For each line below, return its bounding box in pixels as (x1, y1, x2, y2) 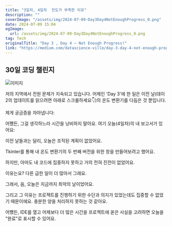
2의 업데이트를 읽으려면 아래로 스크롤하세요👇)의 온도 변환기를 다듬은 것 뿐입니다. (5, 97, 166, 104)
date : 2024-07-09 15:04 (5, 21, 56, 27)
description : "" (5, 12, 40, 17)
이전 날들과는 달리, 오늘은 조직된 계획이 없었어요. (5, 138, 102, 144)
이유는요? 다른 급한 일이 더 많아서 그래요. (5, 170, 87, 177)
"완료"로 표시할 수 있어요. (5, 215, 56, 222)
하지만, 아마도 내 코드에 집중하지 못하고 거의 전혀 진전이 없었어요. (5, 159, 135, 166)
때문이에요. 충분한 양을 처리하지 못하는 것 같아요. (10, 198, 107, 205)
